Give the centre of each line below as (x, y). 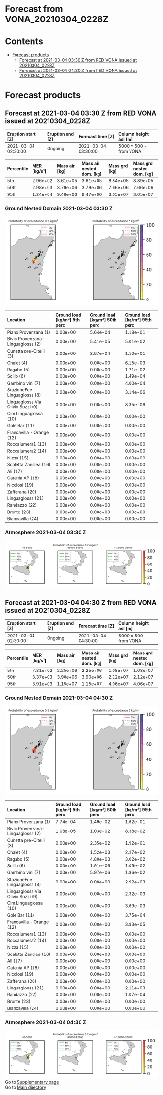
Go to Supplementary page (32, 1082)
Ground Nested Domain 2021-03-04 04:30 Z (59, 698)
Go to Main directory (26, 1087)
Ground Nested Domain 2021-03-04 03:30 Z (59, 209)
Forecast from (34, 9)
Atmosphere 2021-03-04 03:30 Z (46, 532)
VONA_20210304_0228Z (57, 19)
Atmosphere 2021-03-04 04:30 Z (46, 1022)
